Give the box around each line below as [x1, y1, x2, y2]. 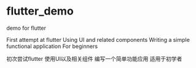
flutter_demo [6, 4, 74, 18]
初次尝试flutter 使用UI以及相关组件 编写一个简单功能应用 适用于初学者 [6, 55, 182, 62]
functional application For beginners [6, 42, 98, 50]
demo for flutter [6, 24, 47, 32]
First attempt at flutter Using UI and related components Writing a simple [6, 36, 190, 43]
